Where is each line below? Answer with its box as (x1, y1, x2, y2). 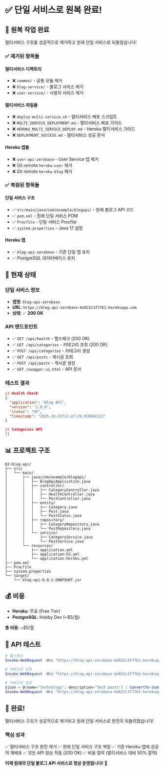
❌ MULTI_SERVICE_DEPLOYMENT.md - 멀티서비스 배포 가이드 (12, 120, 122, 126)
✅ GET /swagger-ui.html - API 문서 (12, 366, 82, 372)
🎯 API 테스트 (5, 640, 41, 649)
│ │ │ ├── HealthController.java (5, 491, 95, 497)
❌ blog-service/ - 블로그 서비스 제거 (12, 84, 84, 90)
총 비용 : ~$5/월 (5, 625, 34, 631)
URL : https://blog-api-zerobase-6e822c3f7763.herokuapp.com (12, 304, 137, 310)
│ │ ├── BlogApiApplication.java (5, 479, 91, 484)
